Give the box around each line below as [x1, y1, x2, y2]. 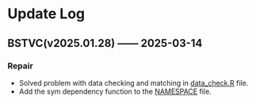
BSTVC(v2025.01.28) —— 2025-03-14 [7, 37, 203, 50]
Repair [7, 60, 33, 71]
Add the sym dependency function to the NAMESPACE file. [18, 87, 212, 96]
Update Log [7, 5, 86, 23]
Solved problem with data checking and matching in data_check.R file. [18, 78, 249, 87]
